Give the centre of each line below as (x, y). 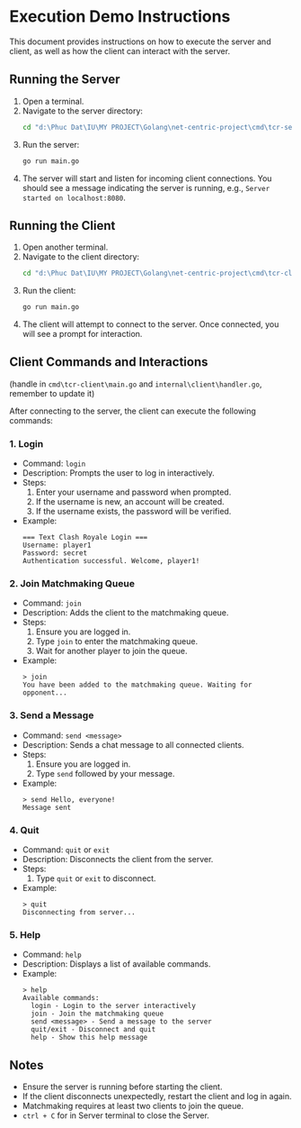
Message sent (47, 807)
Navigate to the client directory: (81, 257)
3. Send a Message (52, 715)
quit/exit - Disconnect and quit (93, 1030)
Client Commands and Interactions (109, 362)
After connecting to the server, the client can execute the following (133, 411)
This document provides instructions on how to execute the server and (140, 41)
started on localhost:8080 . (74, 197)
